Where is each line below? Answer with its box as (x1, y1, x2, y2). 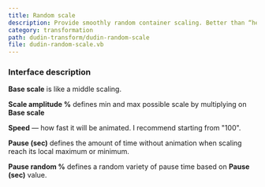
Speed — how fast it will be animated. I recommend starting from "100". (8, 123, 241, 133)
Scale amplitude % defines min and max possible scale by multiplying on (8, 100, 247, 109)
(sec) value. (8, 170, 47, 180)
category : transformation (8, 26, 93, 34)
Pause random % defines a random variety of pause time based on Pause (8, 162, 250, 171)
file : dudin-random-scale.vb (8, 41, 104, 49)
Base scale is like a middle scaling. (8, 84, 122, 94)
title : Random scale (8, 11, 77, 20)
